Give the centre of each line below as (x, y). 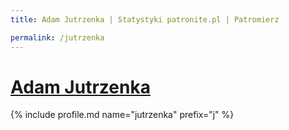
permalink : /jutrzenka (57, 37)
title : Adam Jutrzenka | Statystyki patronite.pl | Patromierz (145, 19)
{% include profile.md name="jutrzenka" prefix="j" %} (122, 115)
